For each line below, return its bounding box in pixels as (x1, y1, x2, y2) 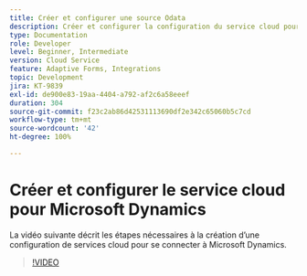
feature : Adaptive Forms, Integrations (9, 65, 162, 74)
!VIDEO (31, 257, 59, 268)
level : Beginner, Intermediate (9, 48, 129, 57)
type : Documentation (9, 30, 89, 39)
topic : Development (9, 73, 84, 82)
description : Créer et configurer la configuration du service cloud (9, 22, 281, 31)
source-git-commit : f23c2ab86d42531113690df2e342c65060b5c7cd (9, 107, 251, 116)
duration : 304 (9, 98, 64, 108)
